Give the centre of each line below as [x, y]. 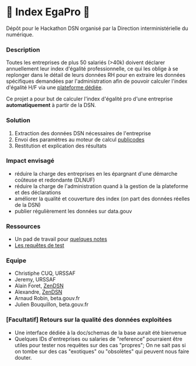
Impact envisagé [30, 161]
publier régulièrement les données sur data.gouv [73, 211]
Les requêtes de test [39, 246]
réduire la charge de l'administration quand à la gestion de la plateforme [101, 186]
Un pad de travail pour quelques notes [61, 239]
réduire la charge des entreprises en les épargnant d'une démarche [96, 173]
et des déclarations [38, 192]
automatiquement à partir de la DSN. [51, 105]
